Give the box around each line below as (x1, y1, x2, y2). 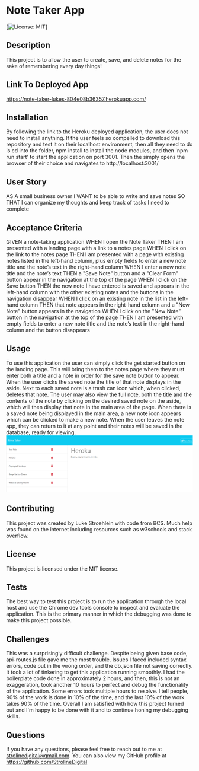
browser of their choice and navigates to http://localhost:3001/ (6, 160, 159, 167)
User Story (6, 177, 47, 187)
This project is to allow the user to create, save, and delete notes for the (6, 56, 182, 63)
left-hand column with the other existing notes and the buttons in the (6, 289, 174, 295)
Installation (6, 112, 49, 122)
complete (6, 205, 30, 212)
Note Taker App (6, 4, 85, 17)
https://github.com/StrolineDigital (6, 759, 88, 766)
